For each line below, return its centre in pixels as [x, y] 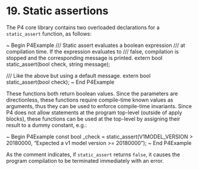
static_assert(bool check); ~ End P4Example [60, 82]
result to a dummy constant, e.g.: [47, 125]
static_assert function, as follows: [49, 33]
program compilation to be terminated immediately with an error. [85, 160]
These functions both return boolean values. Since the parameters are [92, 93]
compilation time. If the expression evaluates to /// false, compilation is [93, 51]
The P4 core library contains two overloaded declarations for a [83, 27]
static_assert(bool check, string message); [58, 64]
